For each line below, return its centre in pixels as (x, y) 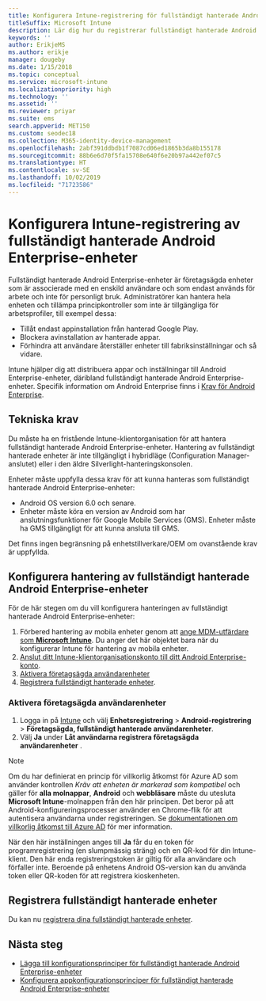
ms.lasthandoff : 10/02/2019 (55, 178)
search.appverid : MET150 (49, 126)
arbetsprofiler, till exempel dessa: (63, 313)
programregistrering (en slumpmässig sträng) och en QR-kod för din (120, 850)
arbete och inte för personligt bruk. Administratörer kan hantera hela (120, 296)
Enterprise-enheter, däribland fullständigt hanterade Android (107, 378)
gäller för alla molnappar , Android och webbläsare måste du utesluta (122, 793)
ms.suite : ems (32, 119)
